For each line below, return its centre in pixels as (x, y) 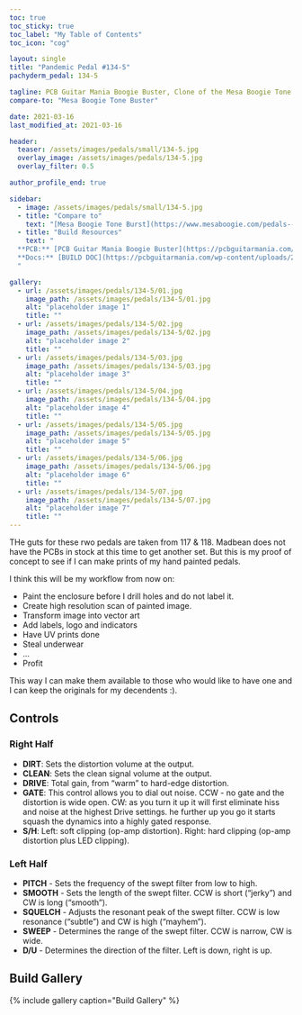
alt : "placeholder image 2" (78, 340)
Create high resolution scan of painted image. (107, 606)
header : (24, 141)
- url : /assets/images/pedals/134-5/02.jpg (100, 324)
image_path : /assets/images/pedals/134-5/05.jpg (118, 433)
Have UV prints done (61, 634)
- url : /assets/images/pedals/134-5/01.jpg (100, 290)
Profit (32, 663)
